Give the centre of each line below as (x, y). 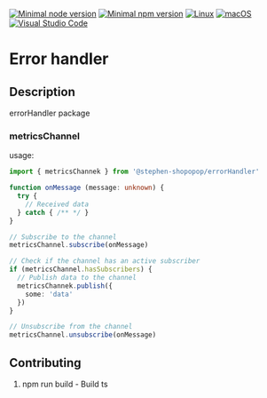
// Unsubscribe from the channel (71, 327)
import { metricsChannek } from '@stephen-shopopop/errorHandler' (134, 172)
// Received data (57, 204)
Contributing (45, 363)
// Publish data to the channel (77, 278)
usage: (22, 155)
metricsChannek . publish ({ (65, 286)
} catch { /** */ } (53, 212)
